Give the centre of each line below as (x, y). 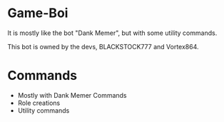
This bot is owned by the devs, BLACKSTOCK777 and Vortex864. (103, 46)
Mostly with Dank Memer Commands (72, 95)
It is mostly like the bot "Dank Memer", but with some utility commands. (112, 33)
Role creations (39, 103)
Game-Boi (38, 13)
